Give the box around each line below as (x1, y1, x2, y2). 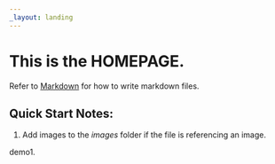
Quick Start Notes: (9, 105, 114, 121)
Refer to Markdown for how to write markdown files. (9, 81, 200, 91)
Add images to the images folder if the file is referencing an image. (21, 129, 267, 140)
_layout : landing (9, 12, 74, 22)
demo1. (9, 147, 35, 158)
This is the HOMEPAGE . (9, 51, 185, 71)
